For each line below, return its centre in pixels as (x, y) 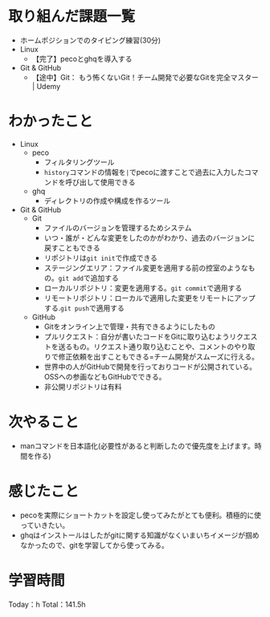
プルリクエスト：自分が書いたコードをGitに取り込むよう (137, 336)
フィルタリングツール (79, 162)
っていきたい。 (45, 525)
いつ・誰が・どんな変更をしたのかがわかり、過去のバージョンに (149, 237)
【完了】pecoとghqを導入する (82, 59)
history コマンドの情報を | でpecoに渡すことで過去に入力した (144, 172)
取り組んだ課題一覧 (72, 16)
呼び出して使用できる (100, 182)
